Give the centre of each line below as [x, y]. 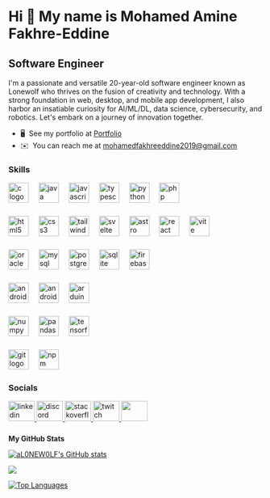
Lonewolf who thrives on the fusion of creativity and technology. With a [127, 91]
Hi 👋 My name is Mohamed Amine [123, 17]
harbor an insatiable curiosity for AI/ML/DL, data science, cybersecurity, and [135, 109]
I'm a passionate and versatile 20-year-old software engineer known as [127, 83]
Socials [23, 387]
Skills [19, 169]
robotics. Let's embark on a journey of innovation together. [106, 117]
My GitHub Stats [37, 439]
